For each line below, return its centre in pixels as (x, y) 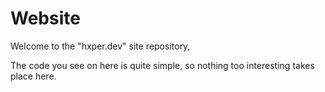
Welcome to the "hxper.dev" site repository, (100, 46)
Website (45, 18)
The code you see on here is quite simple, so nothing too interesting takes (162, 65)
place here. (33, 76)
